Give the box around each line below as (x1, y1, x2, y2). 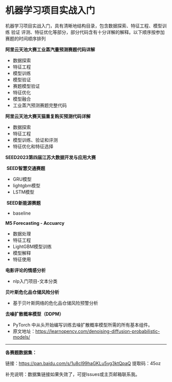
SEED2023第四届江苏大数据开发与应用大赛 (5, 154, 96, 160)
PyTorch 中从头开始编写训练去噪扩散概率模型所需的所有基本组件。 (12, 321, 153, 328)
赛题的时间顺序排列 (5, 35, 46, 42)
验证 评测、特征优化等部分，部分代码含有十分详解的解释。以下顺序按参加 (11, 29, 165, 35)
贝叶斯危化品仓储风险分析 (5, 289, 59, 295)
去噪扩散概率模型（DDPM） (5, 311, 64, 317)
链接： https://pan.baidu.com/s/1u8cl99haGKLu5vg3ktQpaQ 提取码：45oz (5, 360, 161, 366)
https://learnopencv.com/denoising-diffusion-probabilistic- (35, 328, 160, 334)
